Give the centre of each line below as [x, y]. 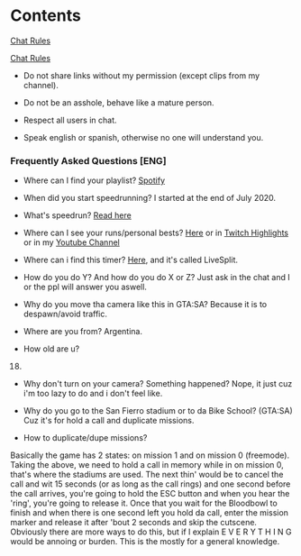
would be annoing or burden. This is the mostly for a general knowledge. [145, 542]
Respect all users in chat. [70, 120]
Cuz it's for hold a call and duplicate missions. [109, 421]
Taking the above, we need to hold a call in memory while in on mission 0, [147, 465]
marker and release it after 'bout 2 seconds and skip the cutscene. [134, 523]
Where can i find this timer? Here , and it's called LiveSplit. [130, 260]
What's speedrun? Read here [77, 215]
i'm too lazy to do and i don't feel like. [93, 394]
